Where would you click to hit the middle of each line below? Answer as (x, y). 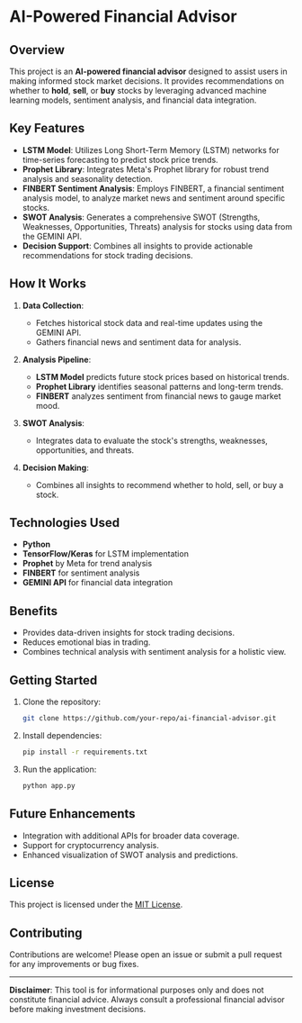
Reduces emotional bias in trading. (86, 642)
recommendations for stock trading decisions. (107, 255)
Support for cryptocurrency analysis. (91, 845)
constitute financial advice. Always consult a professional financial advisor (147, 1000)
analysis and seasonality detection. (87, 178)
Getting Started (53, 680)
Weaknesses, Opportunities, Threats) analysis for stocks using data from (157, 226)
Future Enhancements (73, 814)
